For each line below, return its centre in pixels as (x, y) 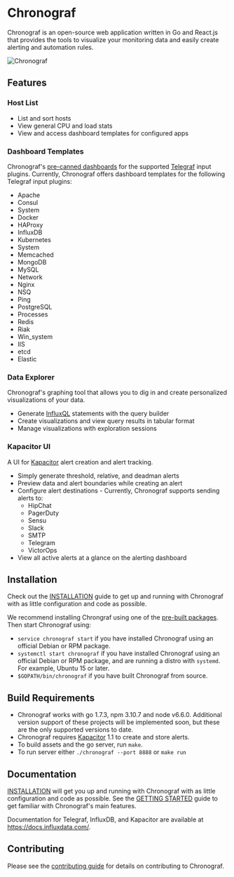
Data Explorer (31, 377)
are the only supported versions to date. (75, 730)
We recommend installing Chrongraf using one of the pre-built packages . (113, 617)
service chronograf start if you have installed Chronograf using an (115, 638)
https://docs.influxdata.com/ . (49, 826)
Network (30, 277)
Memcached (35, 255)
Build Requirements (51, 698)
